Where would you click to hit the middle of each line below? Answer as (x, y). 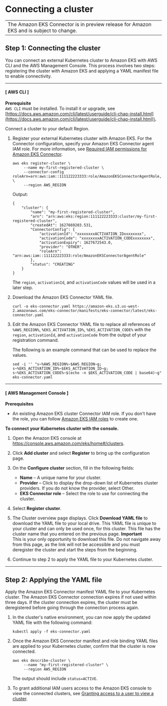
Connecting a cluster (49, 9)
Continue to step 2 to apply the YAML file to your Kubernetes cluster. (83, 559)
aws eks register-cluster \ (41, 163)
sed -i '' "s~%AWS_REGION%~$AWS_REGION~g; (57, 364)
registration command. (36, 340)
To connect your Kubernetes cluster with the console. (62, 428)
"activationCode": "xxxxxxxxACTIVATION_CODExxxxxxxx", (97, 238)
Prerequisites (19, 404)
